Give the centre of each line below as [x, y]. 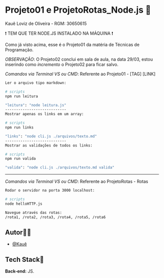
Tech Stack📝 [25, 259]
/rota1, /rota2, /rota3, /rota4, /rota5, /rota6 [55, 217]
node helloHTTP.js [24, 204]
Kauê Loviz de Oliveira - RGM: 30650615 [46, 23]
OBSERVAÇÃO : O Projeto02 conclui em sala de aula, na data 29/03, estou [79, 59]
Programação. [19, 50]
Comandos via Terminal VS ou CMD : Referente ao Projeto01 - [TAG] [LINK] [80, 74]
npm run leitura [21, 96]
